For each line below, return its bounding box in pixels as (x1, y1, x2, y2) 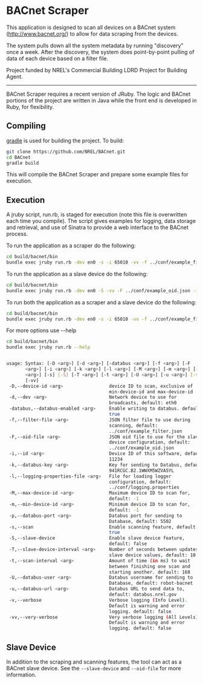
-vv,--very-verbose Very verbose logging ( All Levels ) (8, 614, 199, 620)
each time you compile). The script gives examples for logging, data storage (6, 218, 196, 225)
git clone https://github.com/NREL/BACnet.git (6, 148, 126, 155)
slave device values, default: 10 (109, 552, 196, 558)
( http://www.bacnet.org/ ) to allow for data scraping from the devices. (6, 30, 178, 37)
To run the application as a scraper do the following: (6, 242, 136, 249)
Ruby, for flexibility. (6, 103, 54, 110)
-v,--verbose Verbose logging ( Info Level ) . (8, 597, 188, 603)
